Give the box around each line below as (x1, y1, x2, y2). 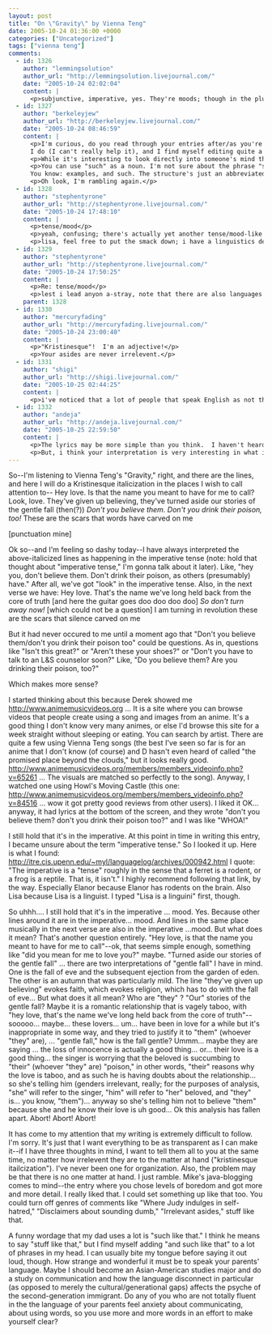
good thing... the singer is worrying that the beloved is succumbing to (8, 1053, 240, 1063)
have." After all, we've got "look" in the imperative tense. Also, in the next (8, 580, 253, 589)
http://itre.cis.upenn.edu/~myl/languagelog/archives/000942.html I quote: (8, 857, 256, 867)
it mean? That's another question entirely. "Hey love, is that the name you (8, 933, 253, 943)
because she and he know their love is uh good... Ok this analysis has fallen (8, 1105, 261, 1115)
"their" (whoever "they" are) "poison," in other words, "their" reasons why (8, 1062, 255, 1072)
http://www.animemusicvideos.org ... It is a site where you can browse (8, 703, 243, 713)
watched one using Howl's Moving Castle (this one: (8, 781, 181, 791)
